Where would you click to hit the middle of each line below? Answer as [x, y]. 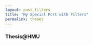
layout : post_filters [28, 10]
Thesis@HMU [23, 36]
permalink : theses [24, 19]
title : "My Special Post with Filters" [47, 14]
